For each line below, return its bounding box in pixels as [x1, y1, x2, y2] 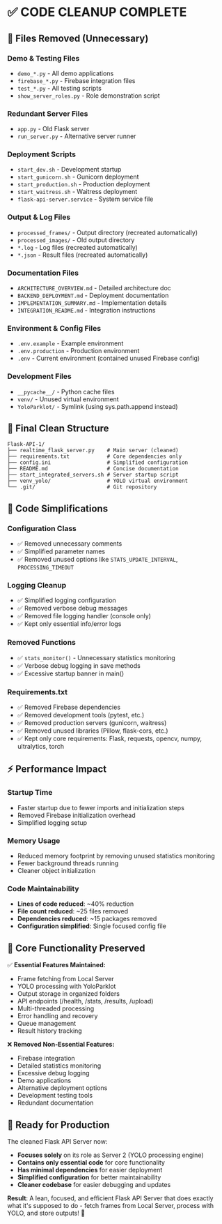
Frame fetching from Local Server [17, 975, 115, 983]
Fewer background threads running [17, 859, 119, 867]
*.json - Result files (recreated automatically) [17, 251, 148, 259]
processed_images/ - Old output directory [17, 235, 135, 244]
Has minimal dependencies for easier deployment [17, 1165, 163, 1174]
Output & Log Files [7, 212, 71, 222]
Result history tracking [17, 1027, 82, 1035]
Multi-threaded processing [17, 1004, 95, 1013]
